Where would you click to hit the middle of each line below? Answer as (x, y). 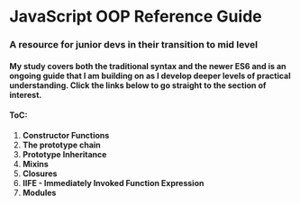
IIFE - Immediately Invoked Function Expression (113, 183)
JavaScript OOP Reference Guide (136, 17)
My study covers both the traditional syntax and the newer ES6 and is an (148, 66)
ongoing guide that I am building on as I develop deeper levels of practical (150, 76)
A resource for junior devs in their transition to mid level (134, 45)
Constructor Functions (66, 135)
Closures (40, 174)
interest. (26, 94)
